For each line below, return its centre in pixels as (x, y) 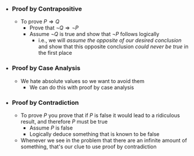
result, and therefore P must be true (64, 121)
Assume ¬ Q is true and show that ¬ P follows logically (94, 34)
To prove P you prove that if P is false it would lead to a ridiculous (100, 115)
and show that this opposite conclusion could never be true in (113, 47)
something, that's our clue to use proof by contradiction (88, 147)
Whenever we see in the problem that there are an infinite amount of (104, 140)
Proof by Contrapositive (47, 9)
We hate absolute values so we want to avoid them (83, 81)
